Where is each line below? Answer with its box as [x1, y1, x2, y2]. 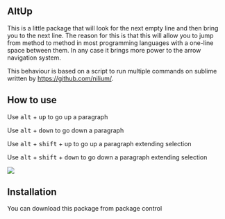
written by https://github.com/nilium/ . [7, 74, 114, 82]
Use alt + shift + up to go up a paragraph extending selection [7, 139, 192, 148]
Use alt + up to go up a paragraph [7, 112, 108, 121]
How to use [7, 94, 57, 106]
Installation [7, 186, 57, 198]
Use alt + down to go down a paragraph [7, 126, 124, 134]
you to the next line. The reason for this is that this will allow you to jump [7, 31, 214, 40]
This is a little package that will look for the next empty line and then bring [7, 24, 219, 32]
